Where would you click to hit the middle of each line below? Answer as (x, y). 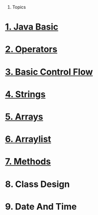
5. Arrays (24, 117)
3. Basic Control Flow (49, 72)
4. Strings (25, 94)
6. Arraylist (28, 139)
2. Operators (31, 49)
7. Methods (28, 162)
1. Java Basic (32, 27)
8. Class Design (37, 184)
